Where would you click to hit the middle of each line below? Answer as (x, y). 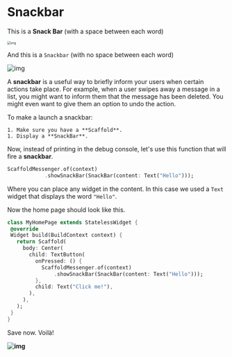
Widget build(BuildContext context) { (66, 235)
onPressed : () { (58, 261)
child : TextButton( (57, 255)
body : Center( (43, 248)
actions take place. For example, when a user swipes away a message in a (114, 89)
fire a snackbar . (30, 156)
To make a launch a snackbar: (50, 117)
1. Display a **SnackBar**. (48, 136)
